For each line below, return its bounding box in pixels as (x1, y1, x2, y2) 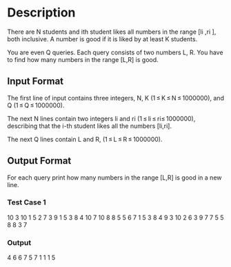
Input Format (7, 76, 64, 87)
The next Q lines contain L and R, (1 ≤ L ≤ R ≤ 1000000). (7, 135, 163, 143)
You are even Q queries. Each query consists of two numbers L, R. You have (7, 48, 223, 56)
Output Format (7, 155, 72, 167)
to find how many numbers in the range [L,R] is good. (7, 55, 159, 63)
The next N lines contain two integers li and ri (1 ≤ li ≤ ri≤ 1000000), (7, 114, 196, 122)
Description (7, 5, 76, 21)
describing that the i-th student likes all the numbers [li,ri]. (7, 122, 172, 130)
